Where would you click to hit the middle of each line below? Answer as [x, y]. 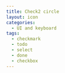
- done [19, 55]
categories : [21, 22]
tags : [13, 34]
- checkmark [26, 39]
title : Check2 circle [33, 11]
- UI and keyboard [34, 28]
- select [22, 50]
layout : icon [22, 17]
